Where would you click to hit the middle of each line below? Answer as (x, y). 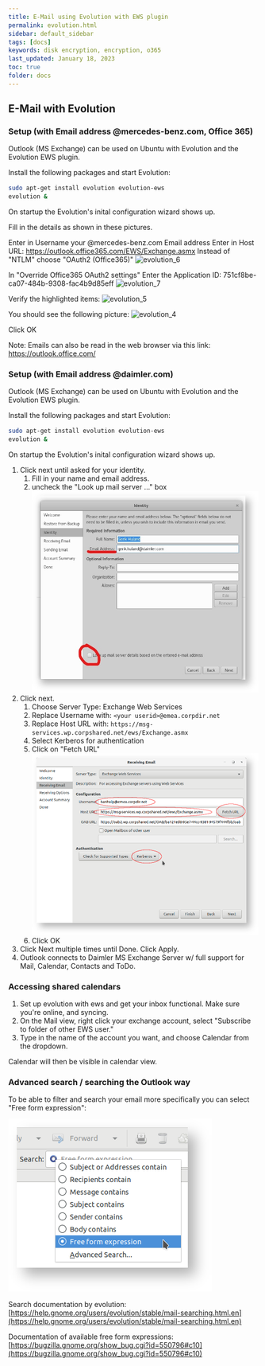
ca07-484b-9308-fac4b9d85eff (61, 283)
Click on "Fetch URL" (66, 749)
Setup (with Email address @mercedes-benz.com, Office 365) (131, 131)
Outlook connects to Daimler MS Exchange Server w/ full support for (132, 957)
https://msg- (132, 724)
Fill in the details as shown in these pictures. (81, 228)
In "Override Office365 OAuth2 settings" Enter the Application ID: (115, 275)
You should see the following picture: (69, 314)
